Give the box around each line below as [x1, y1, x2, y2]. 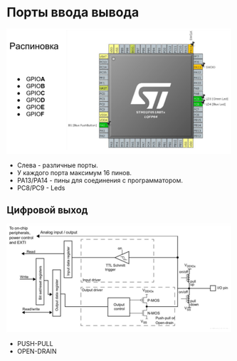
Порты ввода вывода [6, 4, 139, 21]
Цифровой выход [6, 204, 88, 216]
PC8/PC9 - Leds [16, 183, 65, 192]
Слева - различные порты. [16, 161, 99, 169]
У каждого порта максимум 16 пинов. [16, 168, 132, 177]
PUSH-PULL [16, 339, 54, 347]
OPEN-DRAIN [16, 347, 57, 355]
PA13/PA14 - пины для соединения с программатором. [16, 176, 183, 184]
